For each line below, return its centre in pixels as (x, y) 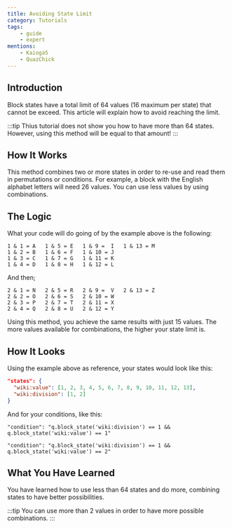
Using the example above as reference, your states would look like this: (110, 368)
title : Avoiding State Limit (50, 14)
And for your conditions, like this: (55, 414)
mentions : (22, 46)
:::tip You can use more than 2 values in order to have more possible (106, 511)
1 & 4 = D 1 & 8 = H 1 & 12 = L (61, 265)
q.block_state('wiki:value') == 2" (59, 452)
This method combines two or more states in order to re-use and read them (116, 172)
